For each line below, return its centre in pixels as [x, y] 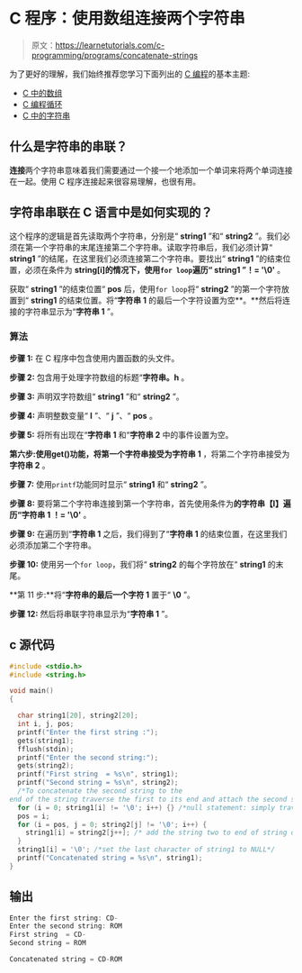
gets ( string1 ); [46, 741]
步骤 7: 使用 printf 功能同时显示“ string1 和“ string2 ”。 [111, 484]
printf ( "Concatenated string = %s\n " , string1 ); [110, 858]
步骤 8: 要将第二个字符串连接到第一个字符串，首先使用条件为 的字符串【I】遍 [150, 503]
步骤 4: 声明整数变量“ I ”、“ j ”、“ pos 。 [83, 415]
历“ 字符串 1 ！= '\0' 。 [50, 514]
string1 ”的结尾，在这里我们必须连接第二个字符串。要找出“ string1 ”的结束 [146, 259]
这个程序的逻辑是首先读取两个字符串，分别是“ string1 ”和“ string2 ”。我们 [146, 236]
